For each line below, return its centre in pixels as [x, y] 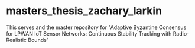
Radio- [181, 33]
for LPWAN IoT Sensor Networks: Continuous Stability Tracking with [89, 33]
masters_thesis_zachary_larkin [84, 11]
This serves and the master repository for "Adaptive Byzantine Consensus [96, 27]
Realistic [17, 40]
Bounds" [38, 40]
